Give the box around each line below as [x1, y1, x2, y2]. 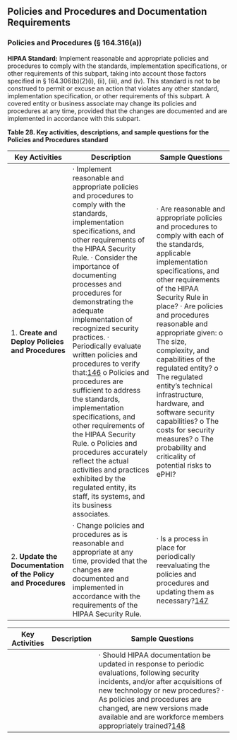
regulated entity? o [156, 363, 219, 373]
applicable [156, 248, 191, 258]
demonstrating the [72, 296, 134, 306]
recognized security [72, 323, 139, 333]
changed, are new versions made [98, 703, 209, 713]
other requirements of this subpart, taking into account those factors [7, 69, 207, 77]
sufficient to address [72, 385, 141, 395]
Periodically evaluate [72, 341, 142, 351]
